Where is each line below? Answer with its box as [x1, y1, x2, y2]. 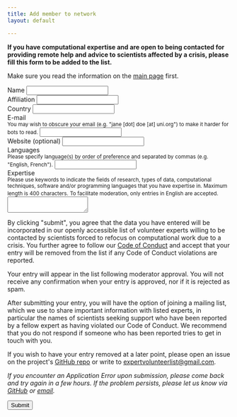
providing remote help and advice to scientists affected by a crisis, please [7, 50, 229, 59]
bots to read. [7, 128, 39, 135]
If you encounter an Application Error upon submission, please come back [7, 371, 225, 379]
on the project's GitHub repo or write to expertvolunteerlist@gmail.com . [7, 357, 216, 366]
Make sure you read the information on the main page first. [7, 72, 179, 80]
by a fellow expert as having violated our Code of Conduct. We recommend [7, 321, 227, 330]
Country [7, 104, 32, 113]
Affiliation [7, 95, 35, 104]
